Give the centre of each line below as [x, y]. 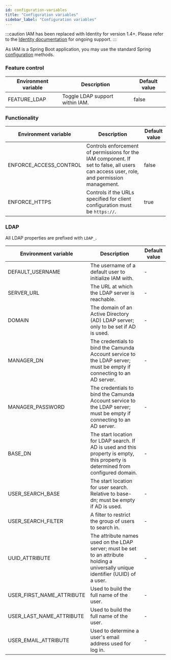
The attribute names [115, 536]
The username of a [113, 266]
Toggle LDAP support [88, 96]
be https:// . [101, 211]
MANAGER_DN [26, 361]
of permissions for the [112, 152]
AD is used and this [113, 447]
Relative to [103, 494]
